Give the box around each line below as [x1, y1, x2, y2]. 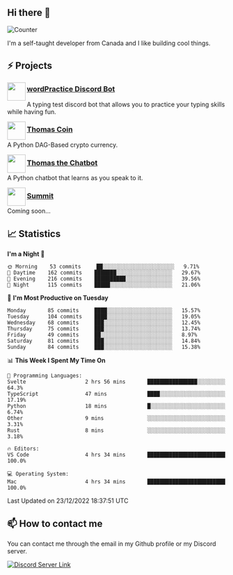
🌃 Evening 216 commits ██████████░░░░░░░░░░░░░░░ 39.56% [7, 275, 200, 282]
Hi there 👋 [7, 7, 51, 19]
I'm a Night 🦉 [7, 250, 45, 258]
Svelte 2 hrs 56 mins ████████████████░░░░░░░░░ [7, 378, 226, 386]
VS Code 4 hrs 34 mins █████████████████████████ [7, 451, 226, 459]
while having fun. [7, 107, 57, 115]
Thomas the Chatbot [26, 158, 98, 168]
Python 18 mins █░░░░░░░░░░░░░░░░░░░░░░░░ [7, 403, 226, 410]
